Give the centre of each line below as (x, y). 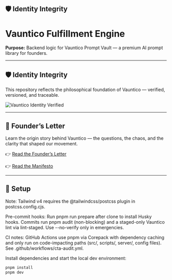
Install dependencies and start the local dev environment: (66, 258)
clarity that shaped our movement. (42, 143)
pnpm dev (15, 272)
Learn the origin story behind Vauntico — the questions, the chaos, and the (84, 138)
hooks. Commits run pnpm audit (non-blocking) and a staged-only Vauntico (85, 222)
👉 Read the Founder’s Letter (36, 154)
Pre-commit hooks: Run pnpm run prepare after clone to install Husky (79, 217)
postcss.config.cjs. (25, 206)
